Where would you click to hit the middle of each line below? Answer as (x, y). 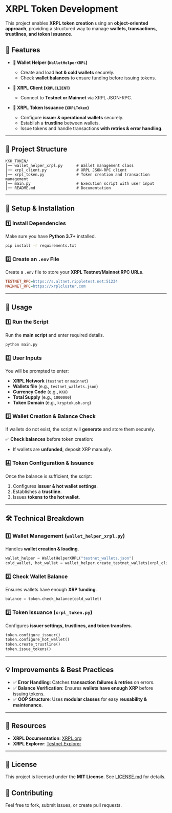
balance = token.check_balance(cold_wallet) (53, 599)
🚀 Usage (19, 307)
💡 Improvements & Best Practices (60, 670)
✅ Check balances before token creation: (49, 439)
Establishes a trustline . (37, 491)
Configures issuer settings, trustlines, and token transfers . (69, 626)
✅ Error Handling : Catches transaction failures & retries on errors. (83, 682)
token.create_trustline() (33, 645)
